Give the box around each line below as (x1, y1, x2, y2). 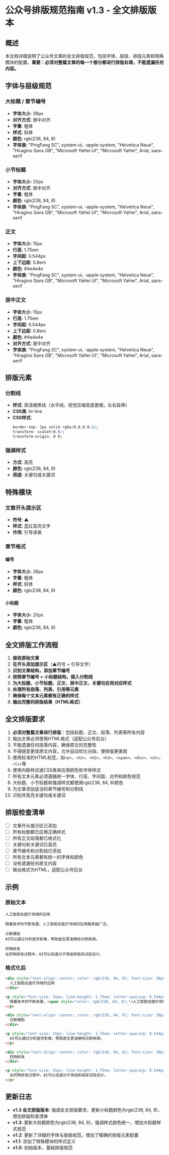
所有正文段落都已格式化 (12, 835, 61, 841)
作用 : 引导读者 (12, 529, 42, 535)
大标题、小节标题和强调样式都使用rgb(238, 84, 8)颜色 (12, 780, 124, 786)
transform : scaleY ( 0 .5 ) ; (12, 429, 65, 435)
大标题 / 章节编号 (5, 98, 46, 105)
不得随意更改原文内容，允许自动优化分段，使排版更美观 (12, 748, 127, 754)
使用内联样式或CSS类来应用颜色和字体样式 (12, 767, 101, 773)
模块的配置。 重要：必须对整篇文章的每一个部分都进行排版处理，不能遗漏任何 (5, 59, 164, 65)
